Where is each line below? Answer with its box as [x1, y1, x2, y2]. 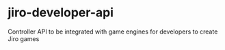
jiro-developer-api [8, 5, 114, 21]
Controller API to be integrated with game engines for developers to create [8, 27, 218, 36]
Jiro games [8, 34, 40, 42]
